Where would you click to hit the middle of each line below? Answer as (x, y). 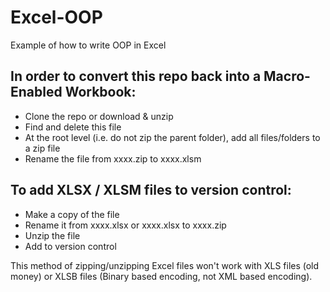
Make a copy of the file (72, 214)
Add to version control (70, 246)
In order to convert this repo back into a (136, 76)
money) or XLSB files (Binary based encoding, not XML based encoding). (161, 276)
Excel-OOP (56, 17)
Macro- (287, 76)
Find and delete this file (73, 127)
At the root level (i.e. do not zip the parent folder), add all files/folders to (172, 137)
